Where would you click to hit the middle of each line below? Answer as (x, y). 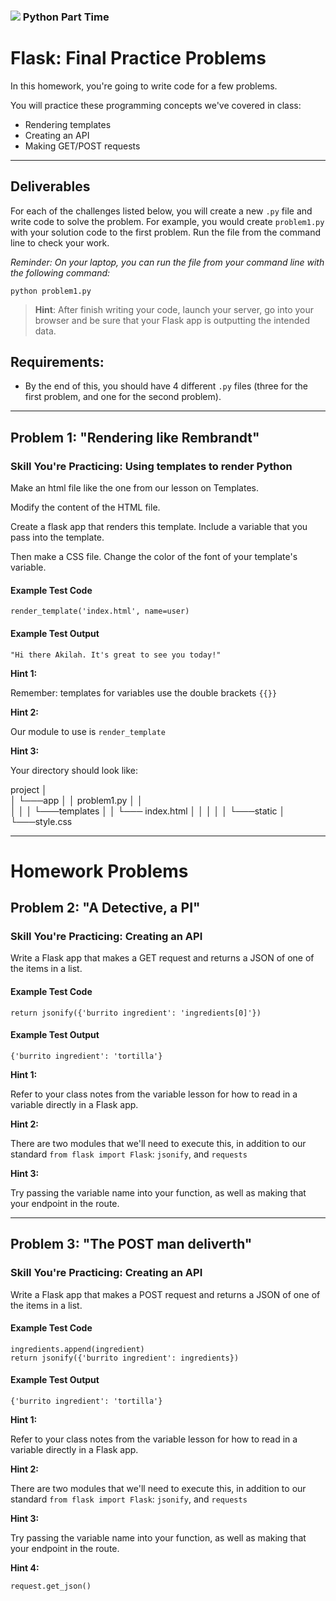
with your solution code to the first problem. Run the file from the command (165, 232)
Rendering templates (68, 124)
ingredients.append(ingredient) (77, 1349)
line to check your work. (60, 242)
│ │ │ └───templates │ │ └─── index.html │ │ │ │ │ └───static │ (148, 811)
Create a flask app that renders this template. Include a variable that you (159, 527)
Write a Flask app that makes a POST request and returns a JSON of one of (165, 1294)
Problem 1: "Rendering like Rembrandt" (135, 437)
